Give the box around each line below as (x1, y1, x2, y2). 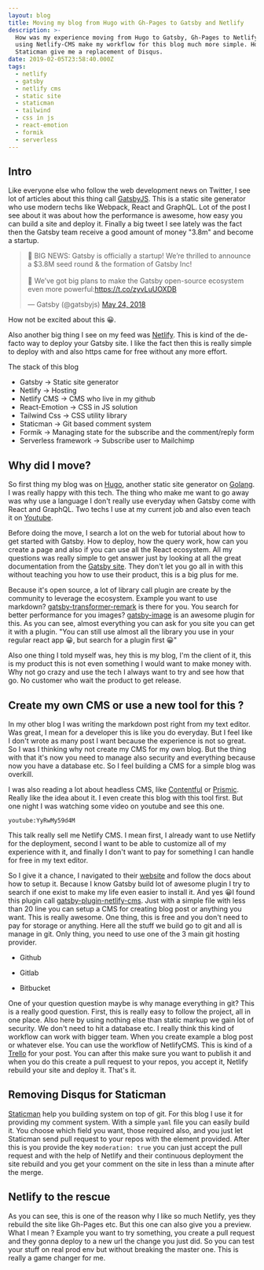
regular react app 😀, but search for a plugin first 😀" (8, 635, 178, 645)
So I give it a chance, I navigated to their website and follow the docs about (8, 871, 251, 880)
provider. (8, 937, 38, 947)
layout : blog (8, 11, 51, 20)
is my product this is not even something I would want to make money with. (8, 659, 251, 668)
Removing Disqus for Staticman (8, 1088, 167, 1102)
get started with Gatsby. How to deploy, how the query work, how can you (8, 536, 248, 547)
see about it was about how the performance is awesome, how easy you (8, 211, 244, 220)
